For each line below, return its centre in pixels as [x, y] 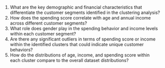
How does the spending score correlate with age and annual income [80, 18]
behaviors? [21, 50]
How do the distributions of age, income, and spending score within [80, 55]
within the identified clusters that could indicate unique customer [77, 44]
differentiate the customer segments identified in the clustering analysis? [85, 12]
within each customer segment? [43, 34]
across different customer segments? [48, 23]
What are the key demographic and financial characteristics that [76, 7]
